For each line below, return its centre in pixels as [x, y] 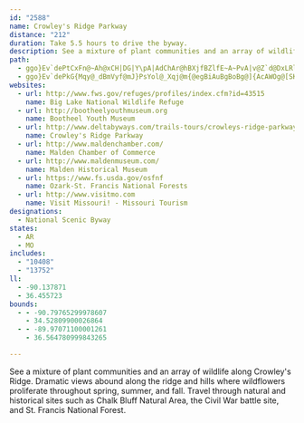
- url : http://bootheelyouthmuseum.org [93, 111]
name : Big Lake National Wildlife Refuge [104, 102]
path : [19, 60]
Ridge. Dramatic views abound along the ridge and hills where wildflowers [147, 380]
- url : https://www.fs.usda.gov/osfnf [91, 178]
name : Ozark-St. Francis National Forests [107, 187]
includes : [28, 254]
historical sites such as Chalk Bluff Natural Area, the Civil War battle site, [144, 400]
